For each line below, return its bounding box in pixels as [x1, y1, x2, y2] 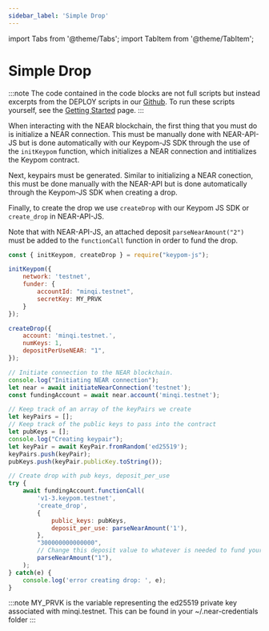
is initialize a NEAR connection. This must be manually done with [8, 129, 222, 139]
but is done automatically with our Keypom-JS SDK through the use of [18, 138, 251, 147]
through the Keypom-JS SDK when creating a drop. [8, 187, 178, 197]
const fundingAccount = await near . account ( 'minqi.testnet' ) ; [8, 391, 220, 399]
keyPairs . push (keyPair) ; [8, 450, 91, 458]
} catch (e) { [8, 569, 52, 577]
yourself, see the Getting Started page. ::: [8, 105, 144, 115]
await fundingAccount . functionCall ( [22, 487, 146, 495]
